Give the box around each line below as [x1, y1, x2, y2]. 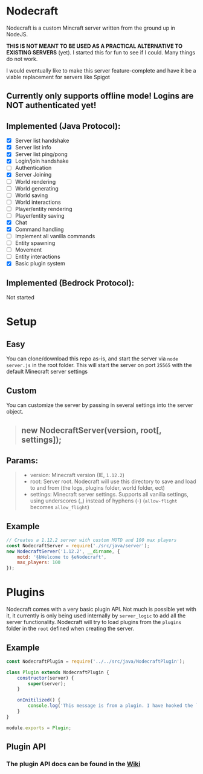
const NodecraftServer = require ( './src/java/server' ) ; [6, 542, 150, 548]
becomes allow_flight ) [30, 504, 89, 511]
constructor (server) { [17, 675, 74, 681]
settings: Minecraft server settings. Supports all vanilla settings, [30, 491, 188, 498]
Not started [6, 294, 35, 301]
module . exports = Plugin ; [6, 724, 71, 731]
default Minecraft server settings [6, 368, 88, 376]
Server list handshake [14, 137, 69, 145]
